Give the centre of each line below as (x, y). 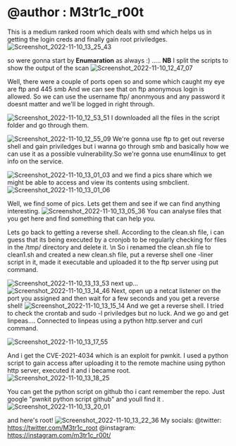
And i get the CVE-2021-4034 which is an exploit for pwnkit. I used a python (118, 355)
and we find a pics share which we (162, 175)
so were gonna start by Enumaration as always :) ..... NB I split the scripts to (118, 60)
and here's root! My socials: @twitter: (114, 420)
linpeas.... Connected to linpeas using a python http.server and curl (105, 321)
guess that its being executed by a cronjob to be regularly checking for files (117, 240)
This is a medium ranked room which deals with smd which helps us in (110, 32)
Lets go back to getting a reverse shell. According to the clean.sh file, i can (116, 232)
